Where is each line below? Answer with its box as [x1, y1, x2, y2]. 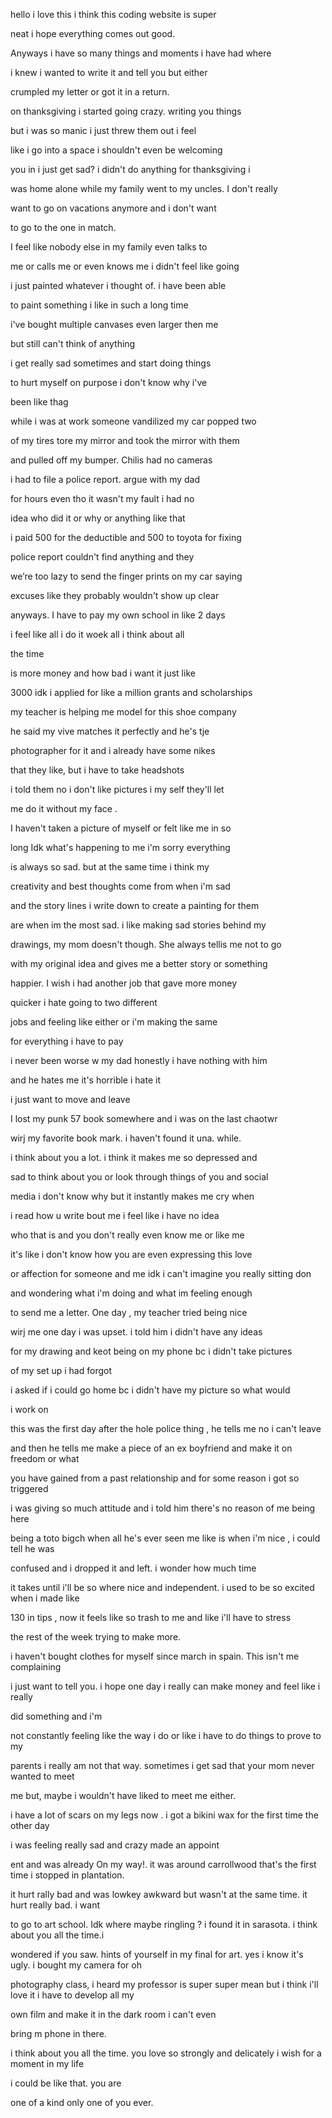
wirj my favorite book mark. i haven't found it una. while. [10, 1132, 242, 1144]
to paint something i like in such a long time [10, 299, 189, 311]
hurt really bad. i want [10, 1899, 101, 1911]
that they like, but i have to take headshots [10, 764, 185, 776]
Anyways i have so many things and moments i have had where [10, 47, 272, 59]
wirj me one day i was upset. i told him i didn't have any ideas [10, 1326, 263, 1338]
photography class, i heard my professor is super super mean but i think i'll [10, 1979, 319, 1990]
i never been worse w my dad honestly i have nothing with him [10, 1055, 268, 1066]
